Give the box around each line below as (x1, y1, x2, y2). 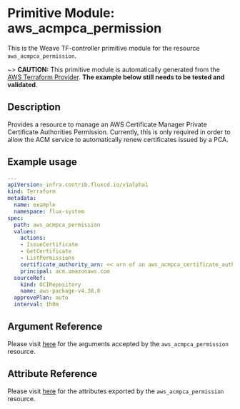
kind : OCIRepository (20, 281, 81, 288)
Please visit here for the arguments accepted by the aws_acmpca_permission (7, 339, 229, 348)
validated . (7, 80, 38, 89)
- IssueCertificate (20, 241, 79, 248)
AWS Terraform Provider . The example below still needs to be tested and (7, 73, 225, 81)
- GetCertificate (20, 248, 72, 255)
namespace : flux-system (14, 208, 84, 215)
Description (7, 101, 61, 113)
